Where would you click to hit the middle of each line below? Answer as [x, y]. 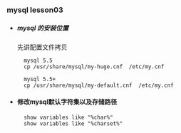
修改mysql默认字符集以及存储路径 [67, 102]
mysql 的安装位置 [43, 28]
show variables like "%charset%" [73, 124]
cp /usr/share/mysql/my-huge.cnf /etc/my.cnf [94, 66]
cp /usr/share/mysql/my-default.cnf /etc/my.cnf [99, 85]
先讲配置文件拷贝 [42, 47]
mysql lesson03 [35, 10]
